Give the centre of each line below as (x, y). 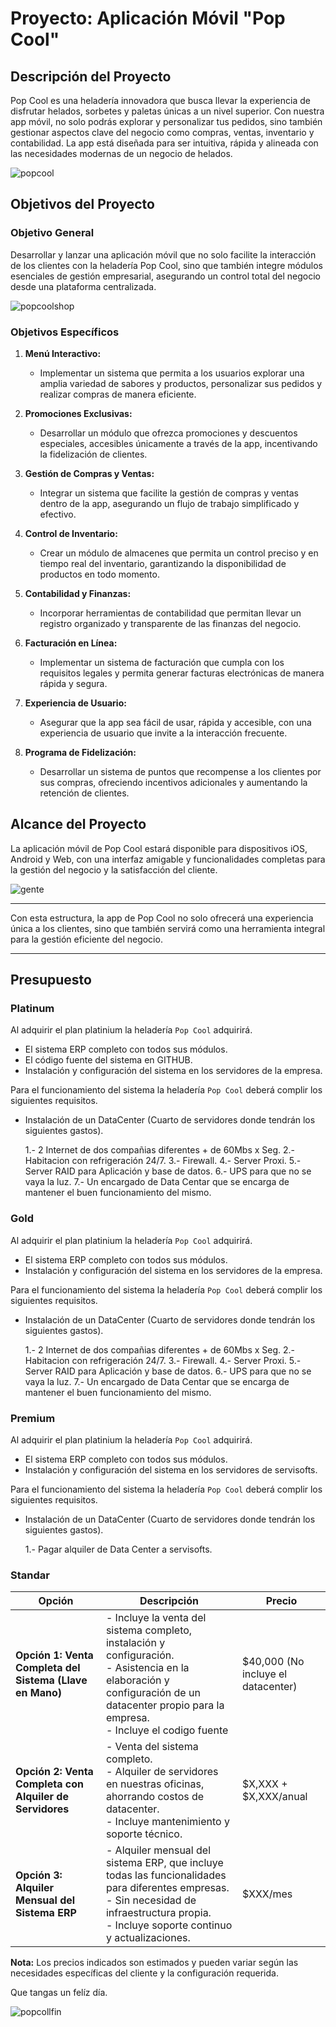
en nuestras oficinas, (155, 1784)
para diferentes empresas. (167, 1888)
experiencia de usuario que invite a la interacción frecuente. (163, 733)
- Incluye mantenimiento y (167, 1822)
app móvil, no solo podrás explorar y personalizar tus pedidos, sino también (166, 121)
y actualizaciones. (148, 1938)
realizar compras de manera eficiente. (118, 394)
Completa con (49, 1784)
